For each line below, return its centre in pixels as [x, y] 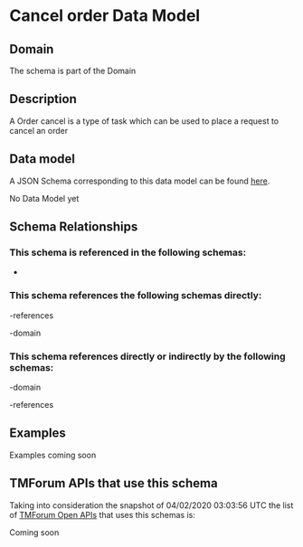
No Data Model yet [44, 198]
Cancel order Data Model [105, 16]
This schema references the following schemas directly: [136, 296]
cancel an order [39, 130]
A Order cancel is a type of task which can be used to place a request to [144, 121]
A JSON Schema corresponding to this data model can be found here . [140, 181]
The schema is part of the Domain [73, 71]
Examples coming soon [53, 455]
